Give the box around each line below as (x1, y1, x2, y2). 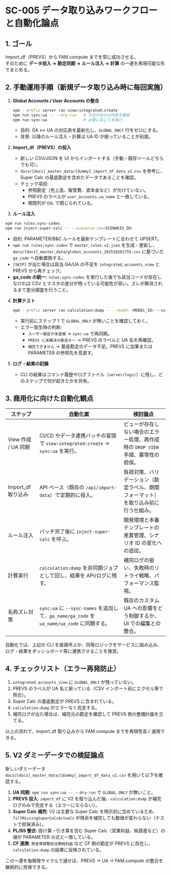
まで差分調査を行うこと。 (17, 287, 71, 293)
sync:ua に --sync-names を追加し (39, 604, 119, 611)
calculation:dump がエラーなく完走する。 (12, 704, 100, 710)
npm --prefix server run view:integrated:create (12, 108, 118, 113)
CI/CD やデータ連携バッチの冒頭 (39, 432, 117, 439)
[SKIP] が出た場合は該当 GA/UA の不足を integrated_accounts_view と (12, 261, 160, 267)
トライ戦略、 (123, 572, 154, 579)
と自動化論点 (5, 17, 60, 29)
